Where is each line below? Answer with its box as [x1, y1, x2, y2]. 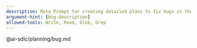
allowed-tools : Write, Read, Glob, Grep [6, 19, 107, 25]
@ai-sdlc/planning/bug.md [6, 36, 71, 43]
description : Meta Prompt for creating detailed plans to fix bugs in [6, 8, 182, 15]
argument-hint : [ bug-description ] [6, 14, 91, 20]
